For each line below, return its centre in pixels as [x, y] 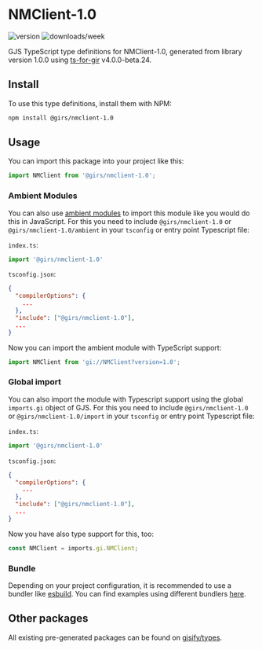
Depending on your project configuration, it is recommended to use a [120, 585]
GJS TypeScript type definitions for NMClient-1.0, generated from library [125, 51]
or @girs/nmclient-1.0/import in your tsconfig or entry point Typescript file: [131, 416]
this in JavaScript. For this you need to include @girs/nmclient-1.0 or [120, 221]
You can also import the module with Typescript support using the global [126, 399]
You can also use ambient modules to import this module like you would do [129, 213]
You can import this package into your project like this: [96, 161]
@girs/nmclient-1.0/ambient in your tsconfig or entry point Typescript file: [129, 230]
